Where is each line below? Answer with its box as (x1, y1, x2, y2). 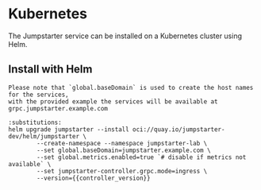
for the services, (8, 91, 69, 99)
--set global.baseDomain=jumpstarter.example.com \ (36, 146, 212, 154)
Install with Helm (8, 63, 93, 76)
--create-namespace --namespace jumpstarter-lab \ (36, 139, 208, 147)
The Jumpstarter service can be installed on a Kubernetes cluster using (8, 31, 243, 41)
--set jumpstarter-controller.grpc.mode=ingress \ (36, 167, 208, 175)
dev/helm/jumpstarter (8, 132, 80, 140)
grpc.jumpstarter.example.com (8, 104, 109, 112)
